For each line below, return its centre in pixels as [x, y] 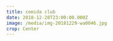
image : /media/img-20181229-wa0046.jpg [57, 23]
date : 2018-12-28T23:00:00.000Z [47, 17]
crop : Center [23, 29]
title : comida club [31, 12]
